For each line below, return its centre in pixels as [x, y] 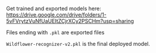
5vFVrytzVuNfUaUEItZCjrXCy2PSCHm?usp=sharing [70, 21]
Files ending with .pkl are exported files [55, 32]
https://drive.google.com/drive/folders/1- [57, 15]
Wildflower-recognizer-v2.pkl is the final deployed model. [78, 44]
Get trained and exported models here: [54, 9]
